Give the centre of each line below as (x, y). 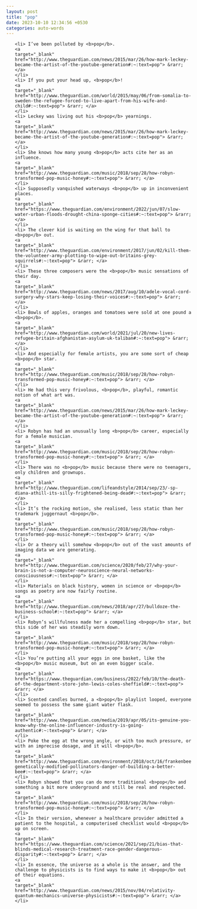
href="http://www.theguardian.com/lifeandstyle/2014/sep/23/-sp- (96, 488)
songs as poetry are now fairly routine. (66, 591)
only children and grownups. (50, 472)
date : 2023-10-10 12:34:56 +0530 (47, 22)
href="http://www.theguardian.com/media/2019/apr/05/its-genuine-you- (103, 720)
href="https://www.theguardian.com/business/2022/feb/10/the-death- (100, 679)
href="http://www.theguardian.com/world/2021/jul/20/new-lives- (95, 333)
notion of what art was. (45, 395)
